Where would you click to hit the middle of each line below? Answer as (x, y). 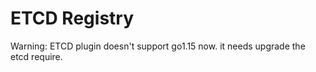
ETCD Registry (72, 18)
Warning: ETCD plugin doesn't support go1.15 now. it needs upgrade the (158, 46)
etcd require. (36, 56)
